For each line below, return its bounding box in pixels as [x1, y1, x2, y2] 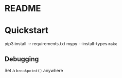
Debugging [4, 55, 39, 63]
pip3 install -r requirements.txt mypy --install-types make [4, 41, 118, 47]
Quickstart [4, 25, 49, 36]
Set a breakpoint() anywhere [4, 67, 64, 73]
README [4, 3, 41, 14]
